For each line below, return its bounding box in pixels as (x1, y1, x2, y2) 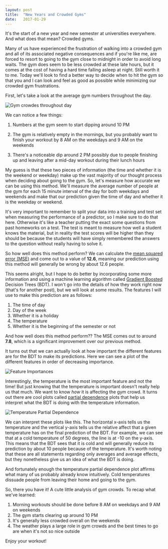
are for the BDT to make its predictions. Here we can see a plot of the (5, 354, 148, 360)
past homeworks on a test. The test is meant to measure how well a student (5, 225, 161, 231)
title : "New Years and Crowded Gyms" (5, 12, 86, 17)
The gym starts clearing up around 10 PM (12, 512, 98, 518)
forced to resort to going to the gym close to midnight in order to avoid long (5, 56, 161, 62)
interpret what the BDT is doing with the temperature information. (5, 400, 140, 406)
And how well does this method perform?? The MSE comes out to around (5, 333, 156, 339)
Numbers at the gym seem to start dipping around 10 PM (12, 122, 130, 128)
